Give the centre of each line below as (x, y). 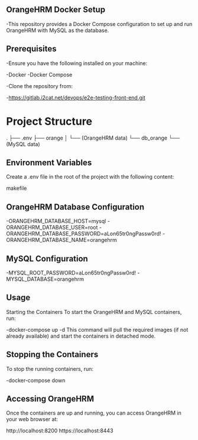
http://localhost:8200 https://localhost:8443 (60, 431)
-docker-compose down (36, 380)
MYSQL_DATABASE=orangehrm (45, 279)
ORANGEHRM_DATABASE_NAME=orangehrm (61, 240)
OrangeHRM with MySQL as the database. (58, 30)
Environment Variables (49, 162)
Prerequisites (31, 49)
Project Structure (49, 121)
